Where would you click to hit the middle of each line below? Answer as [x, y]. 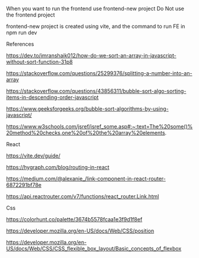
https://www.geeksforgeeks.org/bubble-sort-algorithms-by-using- [87, 109]
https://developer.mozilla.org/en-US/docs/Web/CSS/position [80, 231]
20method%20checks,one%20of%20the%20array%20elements [86, 133]
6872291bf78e [24, 185]
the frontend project [31, 15]
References [20, 44]
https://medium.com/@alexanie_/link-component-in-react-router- [86, 179]
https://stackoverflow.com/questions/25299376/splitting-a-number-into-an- [99, 73]
